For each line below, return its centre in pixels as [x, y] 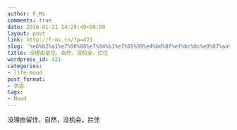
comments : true [30, 20]
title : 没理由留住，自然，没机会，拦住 [58, 53]
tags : [15, 92]
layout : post [26, 33]
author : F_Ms [26, 14]
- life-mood [25, 72]
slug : [15, 46]
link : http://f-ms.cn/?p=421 [50, 40]
